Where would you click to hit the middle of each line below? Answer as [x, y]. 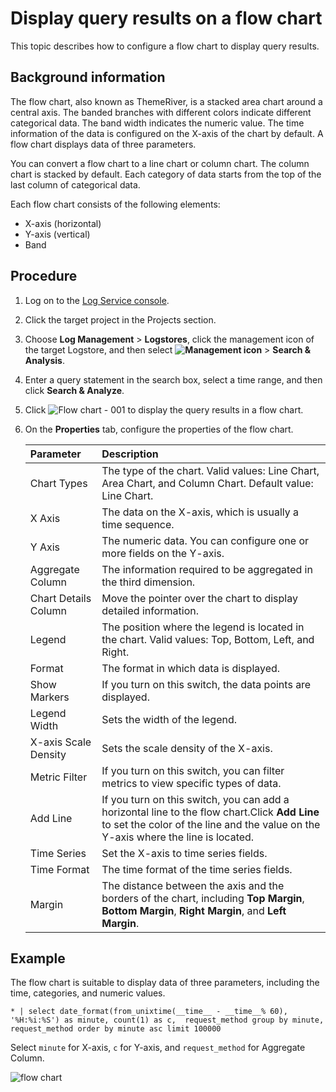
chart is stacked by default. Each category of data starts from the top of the [166, 174]
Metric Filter [58, 777]
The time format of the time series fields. [197, 869]
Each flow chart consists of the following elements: [115, 204]
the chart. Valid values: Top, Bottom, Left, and [208, 639]
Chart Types [58, 483]
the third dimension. [148, 582]
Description [130, 454]
